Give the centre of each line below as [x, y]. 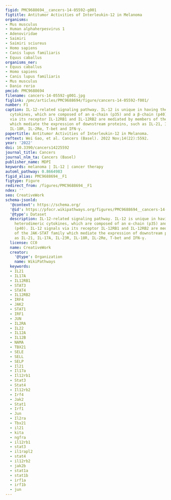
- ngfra [18, 437]
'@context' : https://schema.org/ [45, 205]
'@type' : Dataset [28, 214]
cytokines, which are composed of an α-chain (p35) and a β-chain [82, 115]
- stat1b [19, 475]
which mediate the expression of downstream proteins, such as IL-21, [86, 124]
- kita [17, 433]
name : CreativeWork [31, 247]
